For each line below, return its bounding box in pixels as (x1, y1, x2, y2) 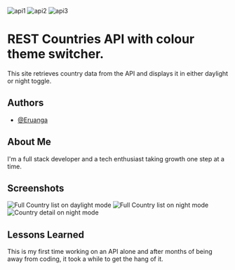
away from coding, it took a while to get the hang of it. (7, 255, 163, 263)
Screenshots (7, 182, 65, 194)
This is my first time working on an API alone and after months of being (7, 248, 213, 256)
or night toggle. (7, 76, 52, 85)
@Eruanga (17, 116, 48, 124)
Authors (7, 97, 44, 109)
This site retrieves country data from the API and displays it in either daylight (7, 69, 229, 77)
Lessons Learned (7, 229, 84, 241)
